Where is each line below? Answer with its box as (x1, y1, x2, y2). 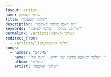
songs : (5, 45, 19, 50)
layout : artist (5, 7, 38, 13)
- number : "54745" (10, 50, 49, 55)
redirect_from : (5, 36, 38, 41)
